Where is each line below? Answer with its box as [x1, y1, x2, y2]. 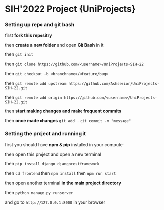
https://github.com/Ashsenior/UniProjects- [68, 81, 160, 86]
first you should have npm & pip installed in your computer [5, 141, 124, 147]
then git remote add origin [5, 94, 62, 100]
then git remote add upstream [5, 80, 67, 86]
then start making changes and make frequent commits [5, 108, 122, 114]
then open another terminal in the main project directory [5, 180, 121, 186]
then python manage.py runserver [5, 189, 73, 195]
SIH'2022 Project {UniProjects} [5, 3, 136, 15]
